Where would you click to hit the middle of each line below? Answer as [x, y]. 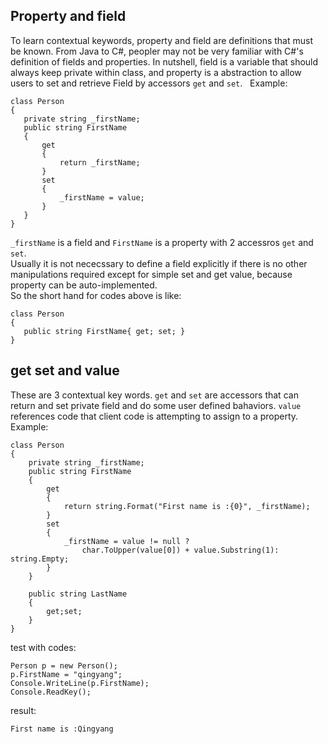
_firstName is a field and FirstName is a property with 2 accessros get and [162, 242]
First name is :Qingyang [62, 729]
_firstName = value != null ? [126, 541]
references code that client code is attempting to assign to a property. [154, 416]
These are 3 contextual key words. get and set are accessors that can [154, 395]
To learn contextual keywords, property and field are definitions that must [161, 40]
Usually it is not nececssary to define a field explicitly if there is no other [159, 263]
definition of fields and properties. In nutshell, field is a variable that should [164, 61]
